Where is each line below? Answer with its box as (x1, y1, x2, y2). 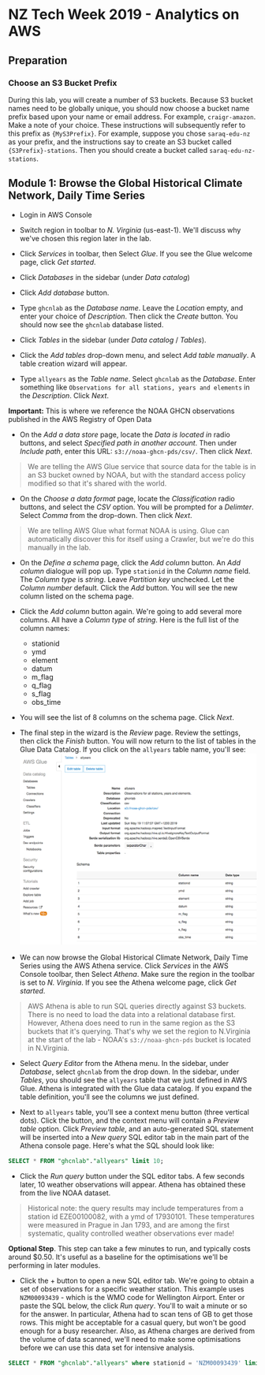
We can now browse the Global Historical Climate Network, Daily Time (19, 952, 248, 963)
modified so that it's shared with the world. (27, 479, 167, 488)
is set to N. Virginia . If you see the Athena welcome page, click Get (19, 978, 237, 987)
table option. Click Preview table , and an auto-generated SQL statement (19, 1124, 254, 1134)
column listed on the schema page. (19, 591, 134, 601)
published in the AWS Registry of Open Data (8, 414, 152, 423)
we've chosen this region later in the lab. (19, 233, 152, 243)
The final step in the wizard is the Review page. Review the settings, (19, 728, 241, 737)
